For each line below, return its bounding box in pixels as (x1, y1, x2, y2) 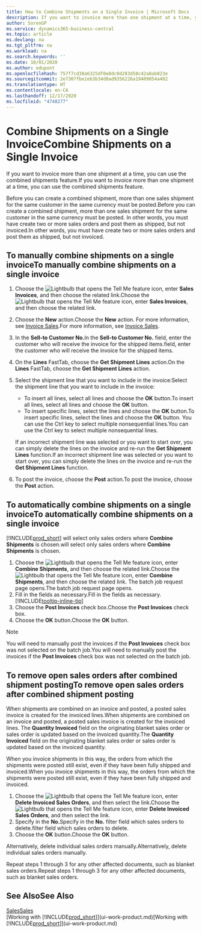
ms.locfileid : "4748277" (6, 98, 69, 104)
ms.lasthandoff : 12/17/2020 (6, 93, 77, 99)
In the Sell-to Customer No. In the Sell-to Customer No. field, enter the (14, 334, 191, 341)
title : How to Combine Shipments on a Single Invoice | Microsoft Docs (6, 8, 189, 15)
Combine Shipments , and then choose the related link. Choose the (14, 565, 180, 573)
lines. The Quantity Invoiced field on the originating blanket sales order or (6, 724, 191, 731)
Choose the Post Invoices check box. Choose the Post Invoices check (14, 604, 189, 611)
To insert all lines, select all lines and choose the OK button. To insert (23, 395, 194, 402)
